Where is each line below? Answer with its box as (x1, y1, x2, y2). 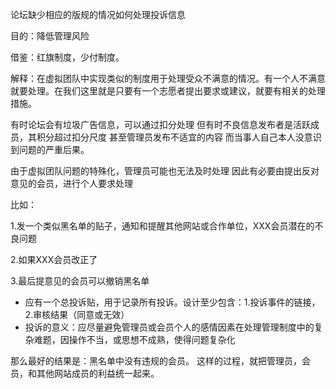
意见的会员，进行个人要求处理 (10, 178, 133, 189)
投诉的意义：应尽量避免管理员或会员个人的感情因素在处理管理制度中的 (24, 321, 315, 333)
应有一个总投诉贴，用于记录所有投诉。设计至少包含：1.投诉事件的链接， (24, 296, 321, 308)
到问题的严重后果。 (10, 144, 90, 155)
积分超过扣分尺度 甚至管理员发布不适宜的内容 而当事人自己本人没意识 (36, 131, 322, 143)
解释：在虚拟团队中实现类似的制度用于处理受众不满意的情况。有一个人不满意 (10, 73, 326, 84)
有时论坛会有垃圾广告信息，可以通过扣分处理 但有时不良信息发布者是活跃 (10, 119, 311, 130)
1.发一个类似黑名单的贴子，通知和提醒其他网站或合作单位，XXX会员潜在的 (10, 220, 315, 232)
